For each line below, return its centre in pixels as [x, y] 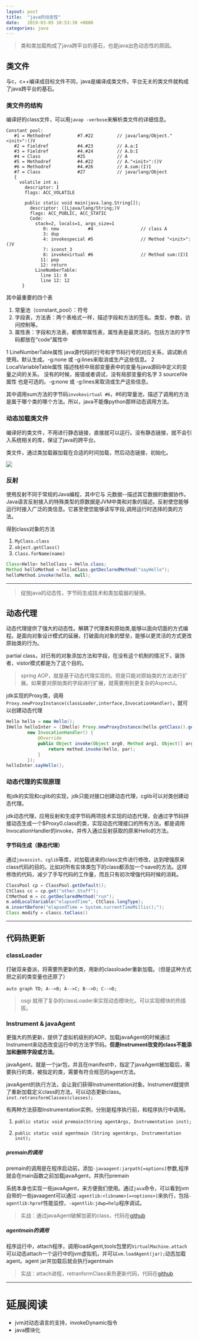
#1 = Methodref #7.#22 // [68, 136]
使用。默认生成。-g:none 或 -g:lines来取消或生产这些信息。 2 [80, 360]
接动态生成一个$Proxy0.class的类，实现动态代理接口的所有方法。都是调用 [96, 823]
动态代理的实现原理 [33, 782]
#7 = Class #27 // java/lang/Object [90, 172]
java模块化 [27, 1330]
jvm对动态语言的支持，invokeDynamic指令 [66, 1322]
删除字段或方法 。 [37, 1052]
